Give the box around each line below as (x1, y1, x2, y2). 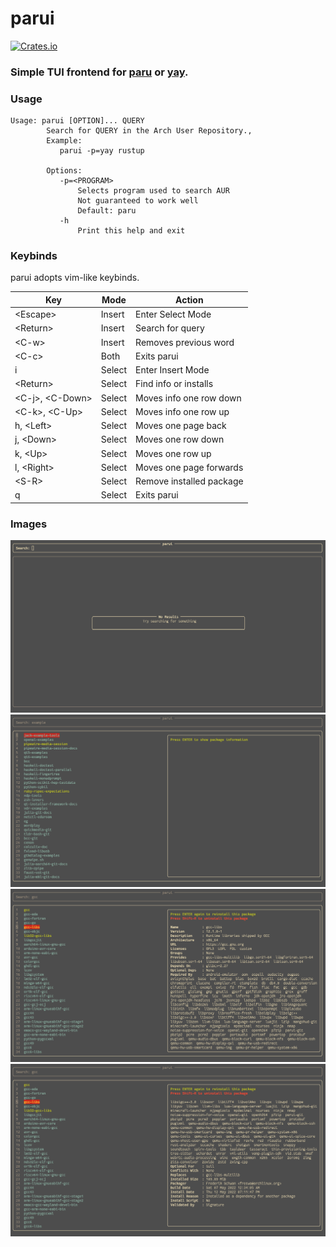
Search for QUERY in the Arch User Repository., (46, 126, 253, 136)
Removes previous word (135, 336, 235, 348)
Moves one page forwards (135, 461, 244, 473)
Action (175, 293, 204, 306)
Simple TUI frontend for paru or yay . (10, 65, 189, 79)
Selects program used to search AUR (77, 186, 230, 196)
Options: (46, 166, 83, 176)
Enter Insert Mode (135, 364, 210, 376)
